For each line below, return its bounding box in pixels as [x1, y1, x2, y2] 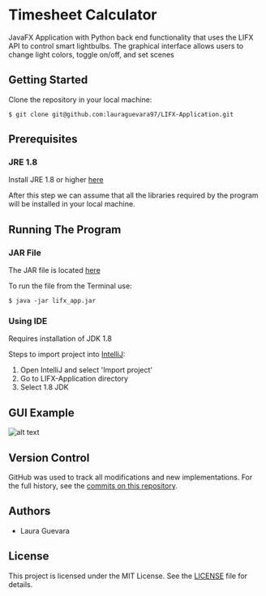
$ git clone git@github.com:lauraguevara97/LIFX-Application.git [8, 110, 234, 118]
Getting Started [8, 73, 88, 87]
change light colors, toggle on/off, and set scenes [8, 49, 174, 59]
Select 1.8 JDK [19, 382, 69, 392]
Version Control [8, 451, 90, 465]
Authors [8, 504, 51, 518]
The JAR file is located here [8, 266, 101, 275]
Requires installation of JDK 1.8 [8, 334, 112, 343]
